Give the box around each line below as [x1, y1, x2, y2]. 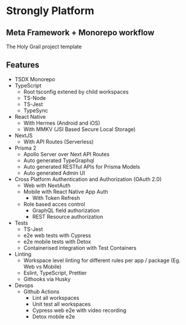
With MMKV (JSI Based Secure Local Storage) [23, 125, 136, 133]
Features [6, 60, 39, 70]
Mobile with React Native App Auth [23, 188, 108, 195]
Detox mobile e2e [32, 313, 75, 320]
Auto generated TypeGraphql [23, 157, 94, 164]
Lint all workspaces [32, 294, 79, 301]
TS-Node [23, 94, 46, 101]
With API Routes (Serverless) [23, 138, 94, 145]
